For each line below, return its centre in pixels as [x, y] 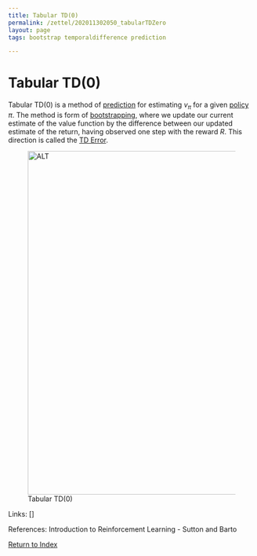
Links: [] [21, 514]
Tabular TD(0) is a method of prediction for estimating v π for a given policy [128, 105]
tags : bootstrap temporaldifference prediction [87, 37]
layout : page [29, 30]
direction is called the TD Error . [58, 140]
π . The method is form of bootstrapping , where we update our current [121, 115]
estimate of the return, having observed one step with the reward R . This [125, 131]
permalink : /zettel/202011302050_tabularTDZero [87, 23]
